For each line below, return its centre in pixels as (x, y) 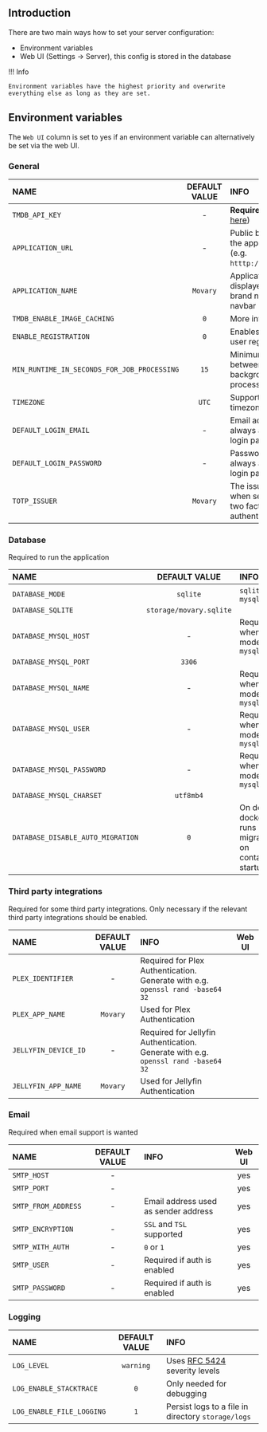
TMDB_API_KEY (37, 215)
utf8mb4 (189, 796)
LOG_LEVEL (31, 1366)
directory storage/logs (209, 1417)
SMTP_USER (31, 1265)
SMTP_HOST (31, 1175)
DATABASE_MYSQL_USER (51, 729)
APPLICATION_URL (43, 248)
